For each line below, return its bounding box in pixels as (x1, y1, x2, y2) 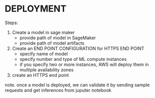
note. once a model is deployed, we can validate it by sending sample (5, 81, 150, 88)
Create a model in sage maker (12, 29, 75, 35)
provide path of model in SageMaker (19, 35, 96, 41)
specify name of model (19, 51, 68, 57)
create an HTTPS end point (12, 72, 69, 78)
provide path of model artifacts (19, 40, 85, 46)
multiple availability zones (19, 66, 74, 73)
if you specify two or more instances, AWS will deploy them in (19, 61, 149, 67)
